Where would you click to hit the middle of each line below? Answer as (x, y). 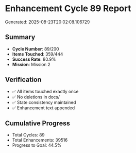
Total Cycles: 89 (28, 135)
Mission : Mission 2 (31, 64)
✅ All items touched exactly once (45, 91)
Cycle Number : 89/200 (35, 49)
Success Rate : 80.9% (34, 59)
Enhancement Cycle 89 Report (68, 8)
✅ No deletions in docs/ (36, 97)
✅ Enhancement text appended (43, 108)
